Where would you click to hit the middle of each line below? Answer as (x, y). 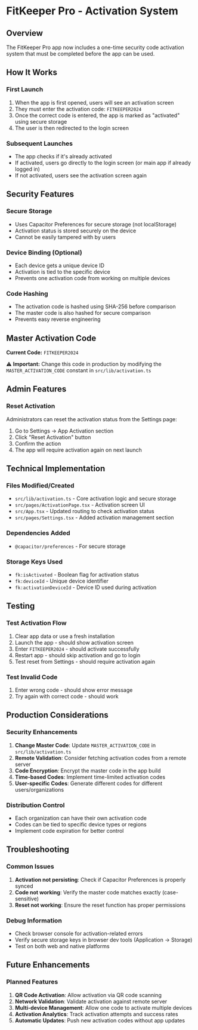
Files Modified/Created (40, 486)
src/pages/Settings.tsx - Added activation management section (94, 517)
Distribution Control (35, 805)
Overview (25, 33)
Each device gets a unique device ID (59, 265)
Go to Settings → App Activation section (64, 431)
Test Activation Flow (36, 623)
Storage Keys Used (35, 562)
